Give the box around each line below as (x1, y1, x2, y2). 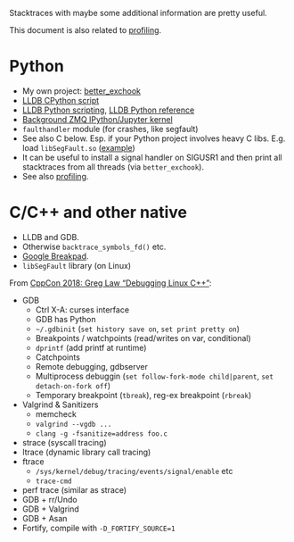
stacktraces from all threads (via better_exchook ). (21, 161, 205, 172)
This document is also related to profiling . (9, 25, 162, 35)
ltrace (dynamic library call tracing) (21, 446, 151, 457)
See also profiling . (21, 171, 89, 181)
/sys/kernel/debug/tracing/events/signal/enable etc (35, 465, 233, 476)
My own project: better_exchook (21, 85, 141, 96)
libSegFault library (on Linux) (21, 260, 132, 271)
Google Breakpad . (21, 250, 89, 262)
